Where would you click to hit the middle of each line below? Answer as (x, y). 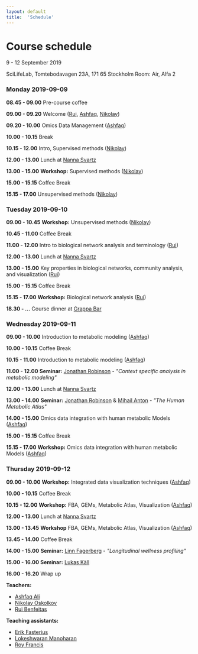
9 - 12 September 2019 (34, 63)
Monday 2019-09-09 (37, 89)
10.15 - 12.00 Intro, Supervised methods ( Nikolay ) (66, 148)
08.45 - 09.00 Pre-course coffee (47, 102)
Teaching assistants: (33, 620)
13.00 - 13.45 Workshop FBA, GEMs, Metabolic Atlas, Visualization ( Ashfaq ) (99, 527)
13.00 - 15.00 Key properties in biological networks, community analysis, (95, 268)
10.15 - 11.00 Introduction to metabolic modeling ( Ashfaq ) (76, 360)
